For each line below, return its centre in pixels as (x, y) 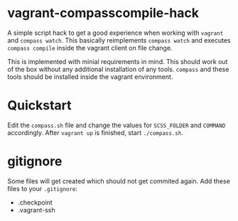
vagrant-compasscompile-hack (103, 13)
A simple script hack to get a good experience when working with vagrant (115, 33)
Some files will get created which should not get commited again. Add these (119, 181)
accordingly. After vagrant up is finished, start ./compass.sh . (95, 132)
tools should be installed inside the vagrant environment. (90, 77)
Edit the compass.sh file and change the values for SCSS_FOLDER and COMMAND (117, 125)
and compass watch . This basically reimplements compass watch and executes (119, 40)
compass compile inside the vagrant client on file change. (90, 48)
